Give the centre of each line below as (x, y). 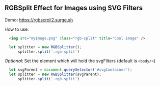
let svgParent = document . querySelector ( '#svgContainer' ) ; (71, 70)
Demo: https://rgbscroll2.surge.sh (39, 20)
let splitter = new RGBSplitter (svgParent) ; (55, 75)
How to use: (17, 29)
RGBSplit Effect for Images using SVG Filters (74, 8)
